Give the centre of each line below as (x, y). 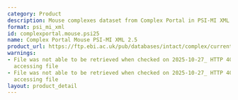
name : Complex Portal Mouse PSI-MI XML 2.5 (73, 40)
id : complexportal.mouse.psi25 (53, 33)
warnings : (22, 54)
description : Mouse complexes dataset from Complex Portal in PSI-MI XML (119, 20)
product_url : (27, 46)
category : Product (34, 14)
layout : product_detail (42, 86)
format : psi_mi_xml (36, 27)
